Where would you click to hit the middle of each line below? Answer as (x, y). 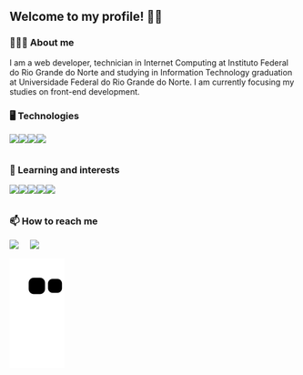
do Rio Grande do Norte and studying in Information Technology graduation (151, 72)
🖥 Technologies (45, 116)
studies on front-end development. (75, 91)
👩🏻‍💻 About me (42, 43)
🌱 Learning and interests (65, 169)
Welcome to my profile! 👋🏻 (86, 17)
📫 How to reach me (54, 221)
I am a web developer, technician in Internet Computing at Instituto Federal (149, 62)
